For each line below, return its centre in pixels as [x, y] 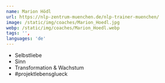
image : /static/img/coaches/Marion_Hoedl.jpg [63, 22]
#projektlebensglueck [41, 74]
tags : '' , [18, 33]
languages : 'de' [26, 39]
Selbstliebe [28, 55]
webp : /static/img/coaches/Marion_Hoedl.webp [63, 28]
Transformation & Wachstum [49, 68]
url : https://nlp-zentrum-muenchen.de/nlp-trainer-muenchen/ [83, 17]
